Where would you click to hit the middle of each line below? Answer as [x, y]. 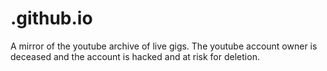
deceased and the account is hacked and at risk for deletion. [135, 56]
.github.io [51, 18]
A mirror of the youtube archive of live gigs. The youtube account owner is [164, 46]
